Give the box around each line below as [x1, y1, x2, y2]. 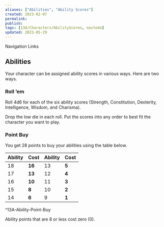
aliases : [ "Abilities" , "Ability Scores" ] [5, 7, 93, 12]
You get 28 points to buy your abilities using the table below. [5, 143, 127, 149]
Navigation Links [5, 44, 39, 49]
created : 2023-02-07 [5, 12, 48, 17]
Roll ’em [5, 88, 25, 95]
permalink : [5, 16, 27, 21]
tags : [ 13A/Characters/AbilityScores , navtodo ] [5, 25, 105, 30]
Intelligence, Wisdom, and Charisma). [5, 104, 81, 110]
